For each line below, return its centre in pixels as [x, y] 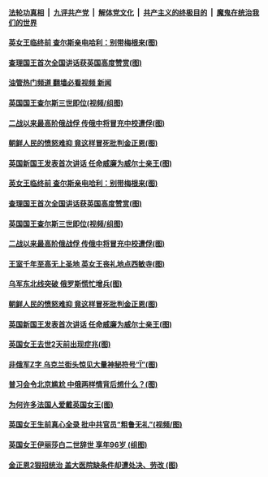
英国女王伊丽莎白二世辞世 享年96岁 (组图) [78, 445]
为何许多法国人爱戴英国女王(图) [61, 404]
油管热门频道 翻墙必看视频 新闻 [60, 83]
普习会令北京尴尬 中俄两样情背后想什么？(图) [83, 384]
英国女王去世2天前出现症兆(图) [60, 345]
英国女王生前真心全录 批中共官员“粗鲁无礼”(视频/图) [95, 425]
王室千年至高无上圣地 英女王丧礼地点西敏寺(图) [86, 263]
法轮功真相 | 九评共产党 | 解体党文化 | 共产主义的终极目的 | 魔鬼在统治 [130, 12]
